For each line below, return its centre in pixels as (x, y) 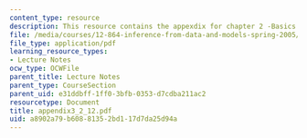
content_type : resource (55, 18)
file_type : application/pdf (63, 43)
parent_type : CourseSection (63, 85)
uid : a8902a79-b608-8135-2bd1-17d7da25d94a (94, 119)
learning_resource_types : (58, 52)
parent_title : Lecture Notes (65, 77)
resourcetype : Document (55, 102)
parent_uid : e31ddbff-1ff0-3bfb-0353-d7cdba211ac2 (108, 94)
